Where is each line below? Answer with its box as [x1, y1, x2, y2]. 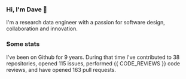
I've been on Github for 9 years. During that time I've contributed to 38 [6, 53, 180, 61]
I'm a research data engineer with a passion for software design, [6, 19, 166, 26]
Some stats [6, 40, 40, 48]
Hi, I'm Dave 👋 [6, 5, 48, 14]
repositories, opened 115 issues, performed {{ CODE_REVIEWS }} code [6, 59, 181, 67]
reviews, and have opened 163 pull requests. [6, 66, 117, 73]
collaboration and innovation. [6, 25, 78, 32]
